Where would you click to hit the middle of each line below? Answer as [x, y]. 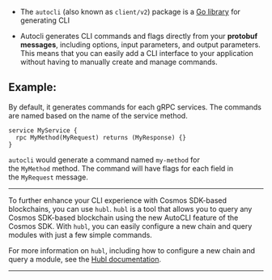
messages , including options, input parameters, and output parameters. [140, 45]
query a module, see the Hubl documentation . [85, 259]
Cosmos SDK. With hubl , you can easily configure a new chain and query [130, 226]
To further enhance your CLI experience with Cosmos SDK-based [118, 200]
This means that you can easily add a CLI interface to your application [136, 53]
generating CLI [45, 20]
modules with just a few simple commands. [80, 235]
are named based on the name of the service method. [98, 115]
